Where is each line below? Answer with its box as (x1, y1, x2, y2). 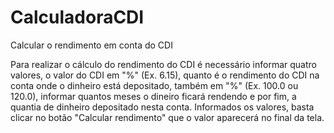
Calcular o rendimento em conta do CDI (10, 39, 173, 51)
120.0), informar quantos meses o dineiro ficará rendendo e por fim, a (10, 90, 297, 102)
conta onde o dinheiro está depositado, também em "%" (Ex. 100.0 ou (10, 79, 299, 91)
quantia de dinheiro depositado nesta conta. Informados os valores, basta (10, 101, 315, 113)
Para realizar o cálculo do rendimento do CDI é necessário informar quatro (10, 58, 317, 70)
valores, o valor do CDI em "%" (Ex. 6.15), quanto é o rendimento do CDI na (10, 69, 320, 81)
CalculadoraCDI (10, 6, 145, 29)
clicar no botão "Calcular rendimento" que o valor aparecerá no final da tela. (10, 111, 325, 123)
